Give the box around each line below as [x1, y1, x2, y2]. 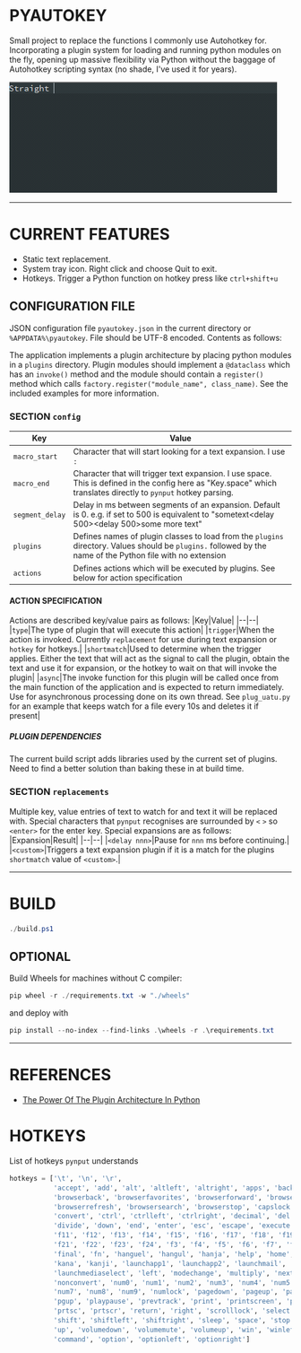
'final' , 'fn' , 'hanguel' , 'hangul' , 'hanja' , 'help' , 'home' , [53, 1249, 295, 1259]
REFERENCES [9, 1065, 112, 1086]
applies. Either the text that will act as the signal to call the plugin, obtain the [9, 653, 290, 664]
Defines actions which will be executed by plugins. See [73, 563, 276, 573]
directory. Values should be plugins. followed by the [73, 540, 267, 552]
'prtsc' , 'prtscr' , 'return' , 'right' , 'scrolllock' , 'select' [53, 1306, 295, 1315]
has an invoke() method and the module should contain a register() [9, 369, 264, 380]
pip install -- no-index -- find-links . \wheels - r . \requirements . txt [9, 1026, 275, 1035]
